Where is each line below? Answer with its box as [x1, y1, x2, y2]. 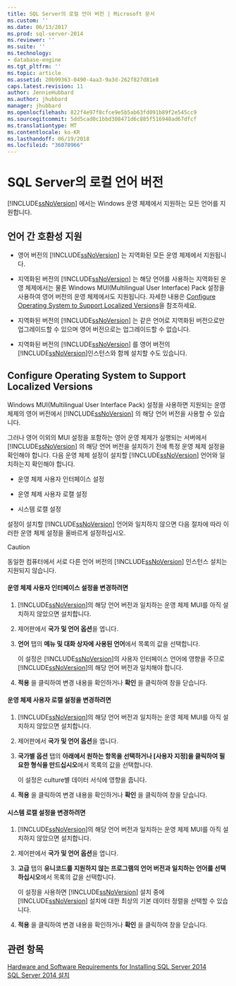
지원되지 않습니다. [7, 566, 57, 575]
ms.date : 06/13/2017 [7, 23, 68, 30]
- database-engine [7, 57, 61, 64]
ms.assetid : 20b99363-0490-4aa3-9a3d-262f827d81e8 [7, 76, 159, 83]
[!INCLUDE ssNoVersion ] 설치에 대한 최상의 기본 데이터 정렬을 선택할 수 [17, 897, 216, 905]
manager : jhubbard [7, 102, 61, 110]
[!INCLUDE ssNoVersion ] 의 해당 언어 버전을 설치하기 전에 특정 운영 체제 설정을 [7, 442, 225, 450]
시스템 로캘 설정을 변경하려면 [7, 808, 86, 816]
